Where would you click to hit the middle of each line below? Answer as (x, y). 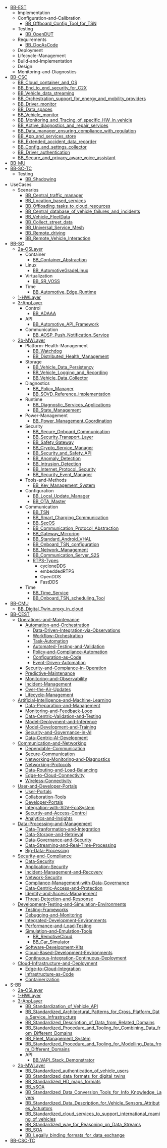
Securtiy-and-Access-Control (56, 813)
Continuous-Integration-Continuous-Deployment (76, 958)
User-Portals (38, 791)
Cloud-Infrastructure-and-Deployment (57, 963)
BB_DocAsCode (41, 45)
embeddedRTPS (57, 571)
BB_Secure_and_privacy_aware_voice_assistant (67, 158)
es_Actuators (39, 1108)
